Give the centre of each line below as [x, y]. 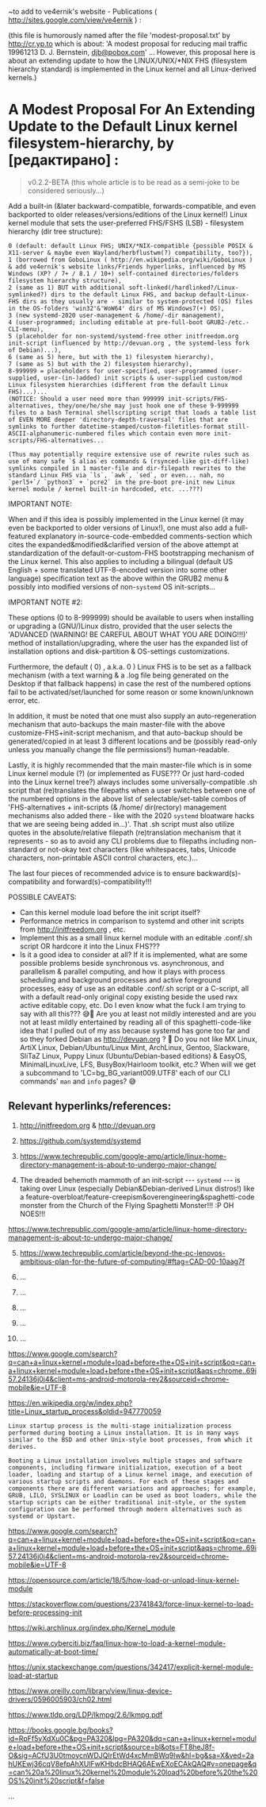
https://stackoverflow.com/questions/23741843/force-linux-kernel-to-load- [131, 1604]
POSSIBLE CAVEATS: [43, 897]
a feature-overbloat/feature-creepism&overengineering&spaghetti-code [137, 1197]
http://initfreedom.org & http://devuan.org [87, 1125]
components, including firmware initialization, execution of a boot [125, 1467]
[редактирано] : [64, 160]
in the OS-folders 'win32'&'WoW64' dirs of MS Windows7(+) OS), [116, 308]
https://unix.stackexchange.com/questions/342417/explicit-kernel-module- [131, 1666]
